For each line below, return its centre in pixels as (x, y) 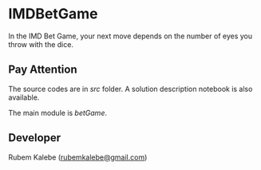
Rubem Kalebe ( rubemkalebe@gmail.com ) (78, 157)
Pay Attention (43, 70)
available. (24, 97)
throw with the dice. (41, 44)
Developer (35, 138)
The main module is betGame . (58, 113)
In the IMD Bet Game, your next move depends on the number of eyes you (130, 36)
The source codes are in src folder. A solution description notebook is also (130, 89)
